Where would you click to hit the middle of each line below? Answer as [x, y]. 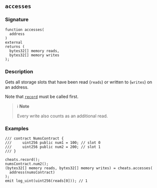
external [14, 42]
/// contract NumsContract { [34, 139]
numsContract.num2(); [27, 164]
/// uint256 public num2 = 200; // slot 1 [53, 147]
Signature [17, 19]
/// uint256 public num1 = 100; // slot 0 [53, 143]
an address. [17, 87]
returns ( [15, 47]
